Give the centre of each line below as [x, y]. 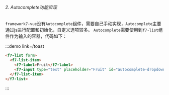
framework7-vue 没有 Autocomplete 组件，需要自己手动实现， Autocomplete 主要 [83, 24]
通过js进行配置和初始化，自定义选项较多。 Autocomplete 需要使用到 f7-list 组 [84, 30]
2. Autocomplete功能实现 [31, 7]
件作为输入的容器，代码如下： [36, 36]
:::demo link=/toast [25, 46]
